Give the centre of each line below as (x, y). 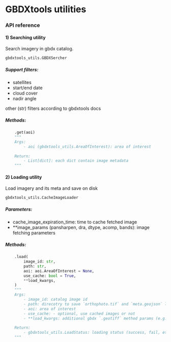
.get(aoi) (25, 133)
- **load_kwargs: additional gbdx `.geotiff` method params (89, 318)
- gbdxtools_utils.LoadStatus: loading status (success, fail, (92, 333)
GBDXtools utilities (46, 9)
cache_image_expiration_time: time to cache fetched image (75, 222)
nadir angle (24, 99)
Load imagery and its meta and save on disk (52, 188)
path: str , (35, 266)
